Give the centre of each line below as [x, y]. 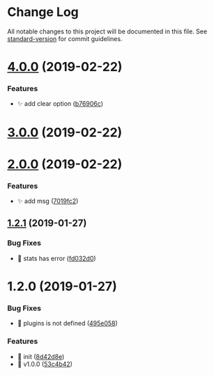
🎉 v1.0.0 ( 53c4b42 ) [45, 364]
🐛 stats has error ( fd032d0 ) [56, 258]
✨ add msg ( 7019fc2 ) [48, 201]
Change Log [43, 12]
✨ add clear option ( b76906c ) [60, 104]
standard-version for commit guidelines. [65, 38]
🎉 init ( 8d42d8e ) [41, 356]
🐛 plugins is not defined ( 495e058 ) [68, 324]
